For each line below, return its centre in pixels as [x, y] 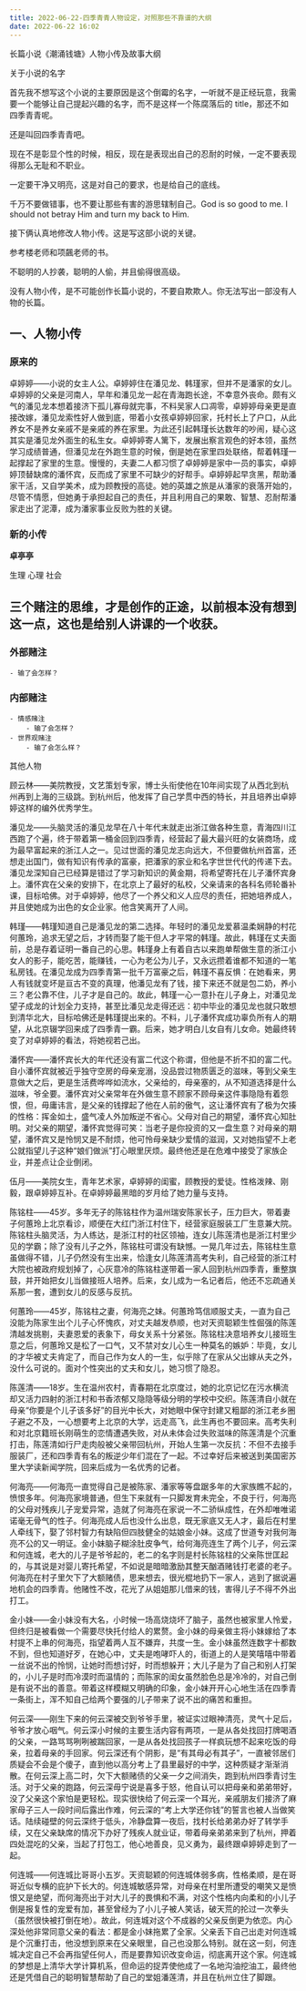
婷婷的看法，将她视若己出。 [93, 1040]
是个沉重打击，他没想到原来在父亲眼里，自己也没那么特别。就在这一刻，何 [149, 1943]
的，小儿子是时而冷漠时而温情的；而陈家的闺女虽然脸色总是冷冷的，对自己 [149, 1677]
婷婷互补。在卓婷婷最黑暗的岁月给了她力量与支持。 [137, 1193]
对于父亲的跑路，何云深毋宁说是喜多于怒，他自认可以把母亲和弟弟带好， [161, 1787]
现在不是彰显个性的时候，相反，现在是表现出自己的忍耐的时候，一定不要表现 [153, 153]
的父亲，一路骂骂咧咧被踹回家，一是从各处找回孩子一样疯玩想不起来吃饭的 [149, 1741]
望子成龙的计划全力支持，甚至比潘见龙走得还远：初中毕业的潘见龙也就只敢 [149, 1006]
